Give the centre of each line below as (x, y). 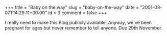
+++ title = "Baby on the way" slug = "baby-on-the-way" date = (72, 7)
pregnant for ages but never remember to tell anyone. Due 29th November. (83, 28)
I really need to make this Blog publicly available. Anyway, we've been (78, 23)
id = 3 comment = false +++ (78, 13)
